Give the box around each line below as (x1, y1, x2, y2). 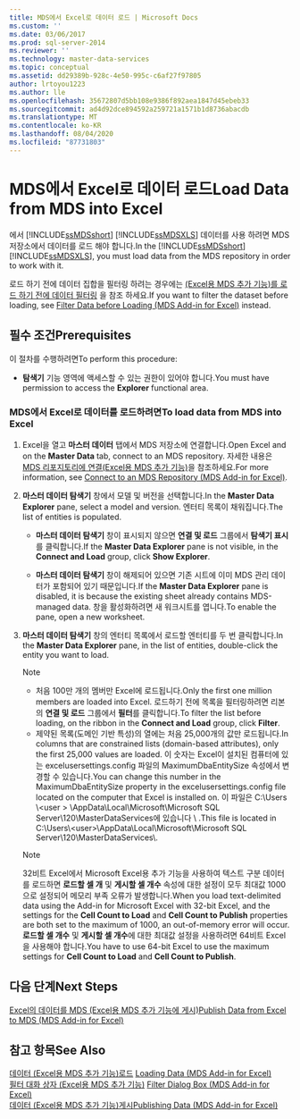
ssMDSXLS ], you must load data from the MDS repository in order (48, 250, 291, 261)
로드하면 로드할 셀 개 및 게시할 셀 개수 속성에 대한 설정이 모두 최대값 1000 (31, 879, 287, 889)
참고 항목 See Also (9, 1043, 106, 1057)
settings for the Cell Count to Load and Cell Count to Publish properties (21, 909, 288, 921)
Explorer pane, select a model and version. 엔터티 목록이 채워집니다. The (21, 501, 284, 512)
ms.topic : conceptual (9, 63, 90, 72)
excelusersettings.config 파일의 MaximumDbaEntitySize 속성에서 (45, 760, 280, 770)
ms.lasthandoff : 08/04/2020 (9, 130, 114, 139)
